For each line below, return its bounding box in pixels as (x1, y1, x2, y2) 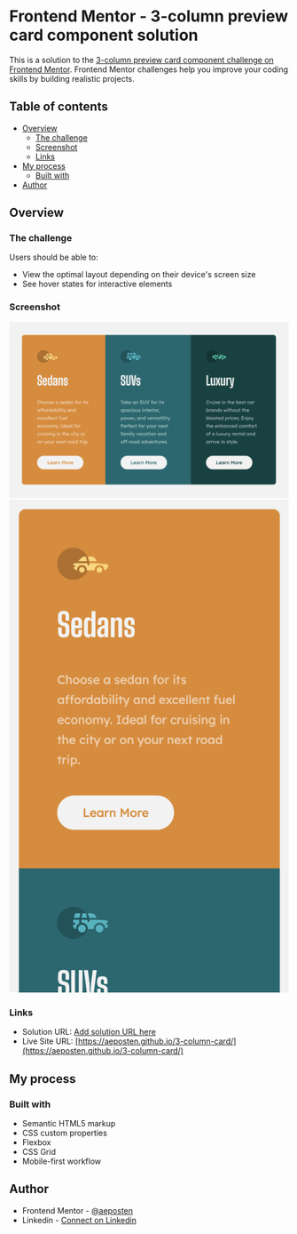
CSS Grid (21, 1146, 56, 1157)
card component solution (9, 25, 199, 45)
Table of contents (9, 100, 108, 115)
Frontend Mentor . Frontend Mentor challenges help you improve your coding (9, 64, 289, 75)
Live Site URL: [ (21, 1036, 79, 1046)
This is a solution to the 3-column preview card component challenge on (9, 54, 275, 65)
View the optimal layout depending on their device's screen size (21, 269, 256, 280)
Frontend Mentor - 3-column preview (9, 6, 289, 27)
